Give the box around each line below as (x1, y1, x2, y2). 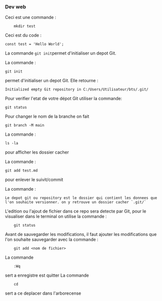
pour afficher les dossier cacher (5, 149, 69, 155)
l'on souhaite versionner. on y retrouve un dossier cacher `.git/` (5, 200, 146, 205)
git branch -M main (5, 123, 45, 128)
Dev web (5, 3, 26, 10)
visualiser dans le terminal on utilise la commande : (5, 213, 107, 219)
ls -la (5, 141, 18, 146)
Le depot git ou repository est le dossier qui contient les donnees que (5, 195, 158, 200)
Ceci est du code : (5, 33, 42, 38)
